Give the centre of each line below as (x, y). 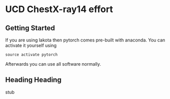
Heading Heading (33, 80)
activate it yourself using (31, 45)
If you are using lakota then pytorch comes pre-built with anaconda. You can (85, 40)
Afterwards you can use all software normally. (53, 64)
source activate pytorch (31, 55)
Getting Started (30, 28)
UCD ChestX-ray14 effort (59, 9)
